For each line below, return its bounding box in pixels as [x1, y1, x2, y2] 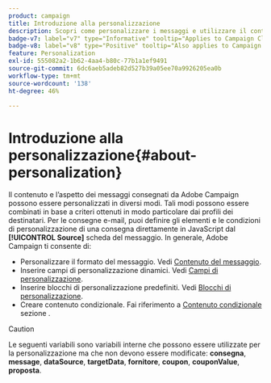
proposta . [8, 365, 42, 376]
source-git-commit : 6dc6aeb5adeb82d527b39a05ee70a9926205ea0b [8, 65, 222, 73]
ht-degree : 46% [8, 86, 60, 95]
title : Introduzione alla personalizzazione [8, 19, 161, 27]
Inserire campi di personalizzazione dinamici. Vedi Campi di [19, 266, 219, 276]
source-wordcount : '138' [8, 79, 92, 87]
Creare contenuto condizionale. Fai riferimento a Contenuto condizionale [19, 300, 262, 309]
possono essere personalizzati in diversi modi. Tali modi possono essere [8, 199, 250, 208]
